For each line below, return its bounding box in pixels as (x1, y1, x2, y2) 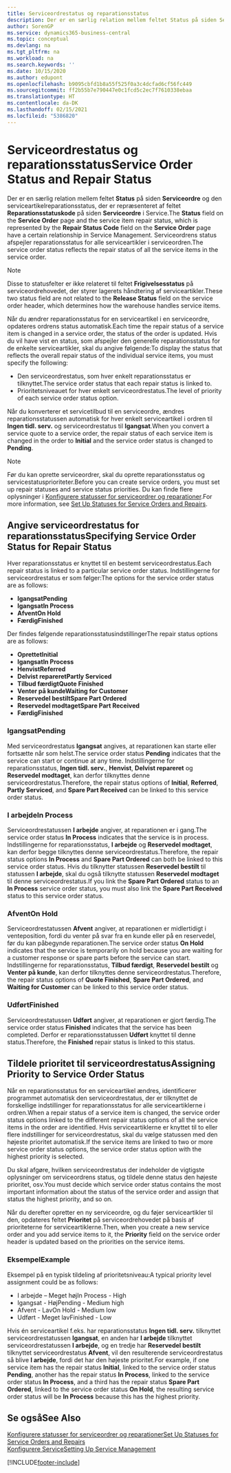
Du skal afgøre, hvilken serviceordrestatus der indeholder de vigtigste (7, 1166, 205, 1174)
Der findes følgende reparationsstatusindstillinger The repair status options (7, 630, 218, 638)
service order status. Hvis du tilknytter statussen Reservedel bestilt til (7, 862, 206, 871)
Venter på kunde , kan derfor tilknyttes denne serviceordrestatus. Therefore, (7, 968, 221, 977)
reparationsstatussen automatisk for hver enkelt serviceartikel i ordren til (7, 414, 213, 423)
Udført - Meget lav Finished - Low (16, 1313, 112, 1322)
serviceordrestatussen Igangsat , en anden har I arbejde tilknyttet (7, 1333, 192, 1342)
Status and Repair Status (7, 171, 152, 187)
